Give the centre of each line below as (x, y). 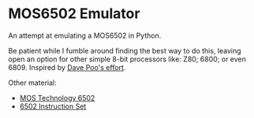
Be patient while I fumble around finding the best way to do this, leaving (125, 50)
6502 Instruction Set (53, 106)
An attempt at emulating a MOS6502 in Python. (85, 35)
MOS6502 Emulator (74, 14)
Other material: (32, 83)
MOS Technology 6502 (57, 98)
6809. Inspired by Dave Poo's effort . (67, 67)
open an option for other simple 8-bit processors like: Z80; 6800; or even (127, 59)
